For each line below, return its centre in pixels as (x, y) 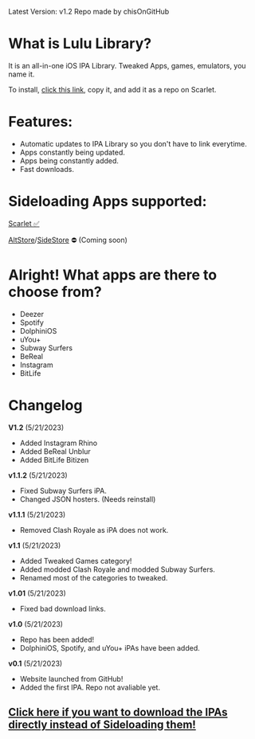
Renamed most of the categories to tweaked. (94, 577)
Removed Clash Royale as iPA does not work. (94, 530)
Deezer (31, 314)
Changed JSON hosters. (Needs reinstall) (88, 499)
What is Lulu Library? (80, 44)
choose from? (55, 292)
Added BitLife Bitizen (54, 459)
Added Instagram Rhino (59, 443)
